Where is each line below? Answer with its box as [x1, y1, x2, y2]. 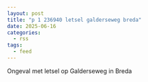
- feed [13, 49, 32, 55]
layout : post [7, 10, 44, 17]
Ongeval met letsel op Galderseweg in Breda [7, 66, 132, 75]
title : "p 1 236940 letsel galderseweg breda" [7, 16, 142, 23]
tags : [7, 42, 23, 49]
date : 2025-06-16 [7, 23, 57, 29]
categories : [7, 29, 41, 36]
